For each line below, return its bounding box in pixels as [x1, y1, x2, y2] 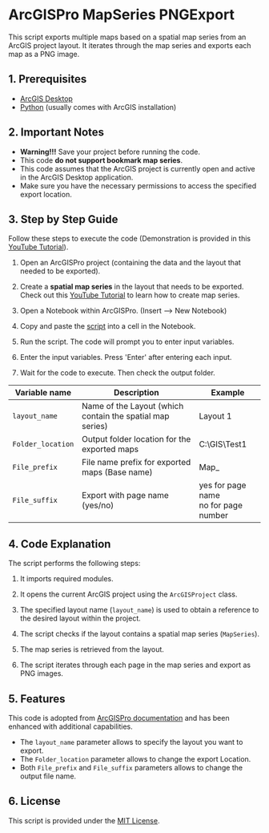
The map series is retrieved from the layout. [19, 645, 164, 654]
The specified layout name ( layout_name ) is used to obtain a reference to [19, 605, 259, 615]
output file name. [19, 771, 77, 781]
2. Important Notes [8, 126, 105, 140]
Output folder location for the [81, 434, 191, 445]
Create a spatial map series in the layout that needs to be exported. [19, 282, 244, 292]
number [199, 510, 228, 521]
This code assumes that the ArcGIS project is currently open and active [19, 164, 256, 173]
